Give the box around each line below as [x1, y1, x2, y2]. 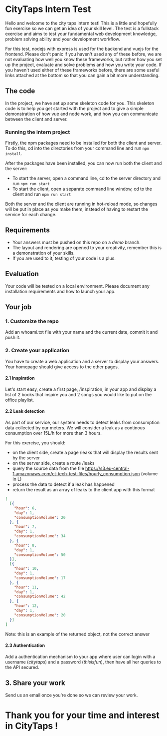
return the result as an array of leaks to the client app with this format [12, 487, 155, 493]
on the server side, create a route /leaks [12, 460, 95, 466]
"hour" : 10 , [14, 566, 39, 571]
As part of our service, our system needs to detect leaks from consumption [5, 419, 160, 426]
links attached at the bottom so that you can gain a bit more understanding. [5, 72, 160, 78]
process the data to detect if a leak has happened [12, 481, 115, 487]
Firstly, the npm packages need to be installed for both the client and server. [5, 140, 162, 146]
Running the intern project [5, 129, 70, 136]
